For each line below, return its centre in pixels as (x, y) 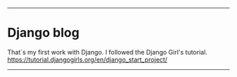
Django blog (43, 33)
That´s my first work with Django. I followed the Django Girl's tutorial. (108, 52)
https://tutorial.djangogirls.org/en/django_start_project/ (87, 59)
